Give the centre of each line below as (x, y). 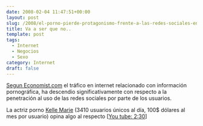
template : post (25, 35)
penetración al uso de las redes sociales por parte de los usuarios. (89, 98)
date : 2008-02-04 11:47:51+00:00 (48, 12)
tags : (13, 40)
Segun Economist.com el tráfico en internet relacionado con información (97, 85)
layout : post (23, 18)
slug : (13, 23)
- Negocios (25, 51)
